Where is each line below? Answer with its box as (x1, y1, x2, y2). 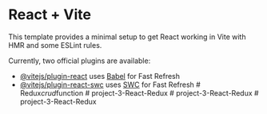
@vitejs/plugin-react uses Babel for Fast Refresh (19, 71, 181, 81)
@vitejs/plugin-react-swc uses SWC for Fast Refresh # (19, 80, 201, 89)
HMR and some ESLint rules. (8, 40, 102, 49)
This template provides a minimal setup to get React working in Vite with (8, 32, 246, 41)
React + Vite (8, 6, 92, 24)
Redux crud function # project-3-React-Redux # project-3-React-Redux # (19, 88, 259, 97)
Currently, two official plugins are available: (8, 56, 151, 65)
